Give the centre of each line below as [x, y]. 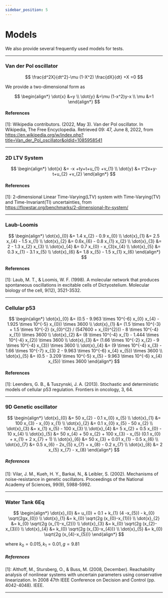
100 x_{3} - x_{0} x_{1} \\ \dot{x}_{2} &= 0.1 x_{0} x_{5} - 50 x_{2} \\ [84, 423]
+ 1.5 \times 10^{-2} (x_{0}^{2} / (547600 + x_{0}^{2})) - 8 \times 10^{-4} [84, 330]
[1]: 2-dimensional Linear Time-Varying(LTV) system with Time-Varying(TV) [83, 197]
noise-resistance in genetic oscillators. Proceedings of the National [74, 479]
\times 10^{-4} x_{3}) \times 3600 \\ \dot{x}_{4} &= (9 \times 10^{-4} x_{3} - [84, 345]
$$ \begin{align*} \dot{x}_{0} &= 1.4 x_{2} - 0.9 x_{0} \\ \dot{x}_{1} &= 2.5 [84, 236]
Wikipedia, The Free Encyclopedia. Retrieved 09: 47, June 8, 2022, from [79, 130]
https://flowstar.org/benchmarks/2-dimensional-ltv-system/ [67, 207]
